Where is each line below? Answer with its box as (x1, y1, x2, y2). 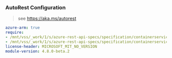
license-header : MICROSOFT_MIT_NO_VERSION (5, 44, 97, 49)
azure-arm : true (5, 25, 40, 30)
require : (5, 30, 24, 35)
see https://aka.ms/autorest (17, 16, 77, 22)
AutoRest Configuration (5, 4, 66, 11)
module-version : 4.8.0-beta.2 (5, 48, 70, 54)
